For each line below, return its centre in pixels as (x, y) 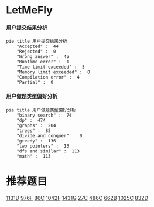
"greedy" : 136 (37, 141)
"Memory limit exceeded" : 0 (54, 72)
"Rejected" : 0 (37, 52)
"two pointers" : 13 (43, 146)
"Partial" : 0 (35, 83)
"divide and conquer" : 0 (49, 135)
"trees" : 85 (34, 130)
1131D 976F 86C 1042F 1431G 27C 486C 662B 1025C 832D (77, 198)
